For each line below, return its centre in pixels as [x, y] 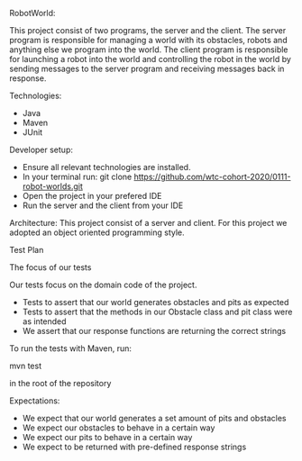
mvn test [26, 366]
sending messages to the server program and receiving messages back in [147, 68]
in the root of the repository [60, 383]
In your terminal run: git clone [77, 176]
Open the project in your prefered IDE [92, 196]
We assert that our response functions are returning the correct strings [154, 331]
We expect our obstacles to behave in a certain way [119, 428]
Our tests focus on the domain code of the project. [103, 285]
